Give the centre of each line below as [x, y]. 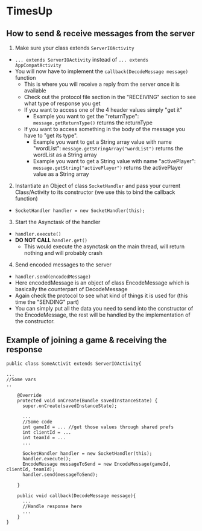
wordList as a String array [65, 155]
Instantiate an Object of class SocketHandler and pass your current [98, 186]
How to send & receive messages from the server [100, 34]
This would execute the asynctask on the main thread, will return [104, 246]
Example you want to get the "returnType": [86, 116]
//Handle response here [52, 506]
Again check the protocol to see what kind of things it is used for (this [101, 295]
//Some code [37, 422]
